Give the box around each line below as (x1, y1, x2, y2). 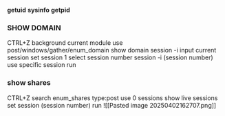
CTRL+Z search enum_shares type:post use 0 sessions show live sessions (7, 93, 218, 102)
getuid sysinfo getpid (7, 6, 70, 14)
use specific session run (7, 61, 76, 69)
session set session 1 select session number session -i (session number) (7, 53, 213, 61)
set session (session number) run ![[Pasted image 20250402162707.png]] (7, 101, 217, 109)
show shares (7, 78, 51, 88)
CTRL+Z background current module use (7, 39, 123, 47)
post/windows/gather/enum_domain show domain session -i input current (7, 46, 217, 55)
